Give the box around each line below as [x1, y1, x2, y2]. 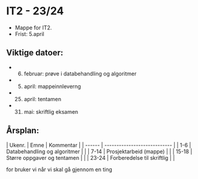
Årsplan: [6, 126, 40, 136]
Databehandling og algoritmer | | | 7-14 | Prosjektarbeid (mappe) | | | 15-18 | [6, 148, 193, 155]
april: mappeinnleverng [23, 83, 81, 90]
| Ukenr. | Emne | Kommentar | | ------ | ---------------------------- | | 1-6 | [6, 141, 191, 148]
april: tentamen [23, 95, 62, 102]
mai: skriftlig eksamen [23, 108, 79, 115]
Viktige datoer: [6, 48, 64, 58]
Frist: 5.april [14, 30, 44, 37]
